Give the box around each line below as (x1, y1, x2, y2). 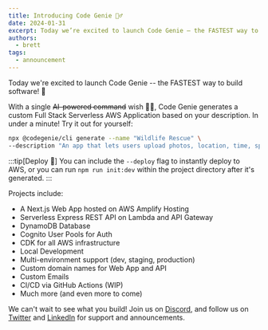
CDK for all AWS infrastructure (19, 238, 120, 247)
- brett (15, 41, 41, 49)
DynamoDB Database (19, 221, 91, 230)
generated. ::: (8, 173, 53, 183)
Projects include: (8, 188, 64, 198)
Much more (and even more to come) (19, 289, 143, 298)
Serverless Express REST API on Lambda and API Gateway (19, 212, 214, 222)
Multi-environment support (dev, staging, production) (19, 254, 195, 264)
